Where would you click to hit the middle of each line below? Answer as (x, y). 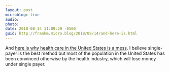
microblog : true (22, 15)
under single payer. (25, 64)
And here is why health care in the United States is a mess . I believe (76, 48)
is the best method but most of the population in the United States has (92, 53)
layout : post (19, 10)
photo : (12, 24)
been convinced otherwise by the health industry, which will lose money (81, 59)
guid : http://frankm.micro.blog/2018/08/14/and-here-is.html (71, 33)
